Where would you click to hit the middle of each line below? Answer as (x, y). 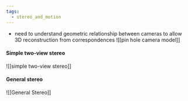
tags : (13, 11)
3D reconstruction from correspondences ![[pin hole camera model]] (97, 40)
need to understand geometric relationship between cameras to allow (98, 33)
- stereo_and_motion (36, 17)
